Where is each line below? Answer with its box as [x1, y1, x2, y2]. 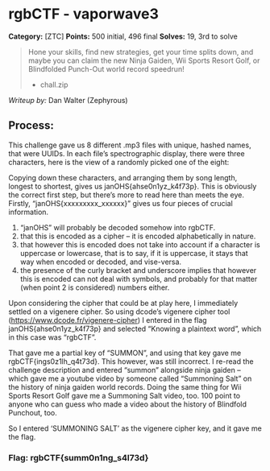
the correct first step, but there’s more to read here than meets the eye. [8, 190, 244, 200]
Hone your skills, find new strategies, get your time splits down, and [27, 47, 254, 56]
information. [8, 207, 49, 217]
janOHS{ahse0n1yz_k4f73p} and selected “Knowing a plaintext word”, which [8, 324, 262, 333]
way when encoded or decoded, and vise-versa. [19, 257, 182, 266]
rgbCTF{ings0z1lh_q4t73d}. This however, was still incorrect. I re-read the [8, 356, 254, 366]
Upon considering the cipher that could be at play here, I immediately [8, 298, 239, 308]
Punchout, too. [8, 407, 58, 417]
